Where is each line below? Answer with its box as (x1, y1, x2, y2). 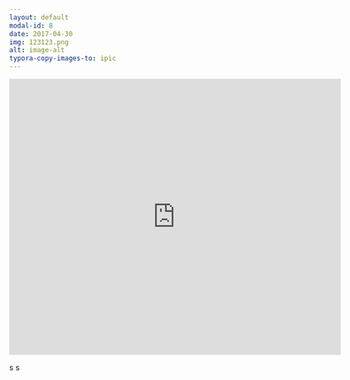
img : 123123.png (9, 37, 69, 47)
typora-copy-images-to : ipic (9, 54, 117, 63)
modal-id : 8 (9, 21, 53, 30)
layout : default (9, 12, 69, 22)
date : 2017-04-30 (9, 29, 73, 38)
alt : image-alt (9, 46, 65, 55)
